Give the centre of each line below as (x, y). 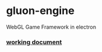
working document (34, 42)
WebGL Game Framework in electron (51, 27)
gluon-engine (40, 11)
